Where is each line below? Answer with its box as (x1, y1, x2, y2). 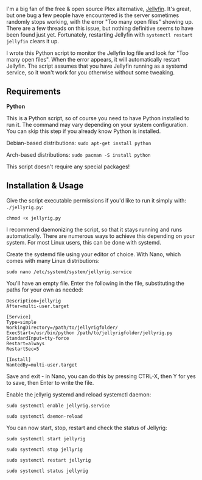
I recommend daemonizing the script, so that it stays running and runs (6, 226, 183, 233)
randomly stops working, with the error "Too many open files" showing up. (6, 18, 193, 25)
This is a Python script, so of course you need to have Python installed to (6, 114, 190, 121)
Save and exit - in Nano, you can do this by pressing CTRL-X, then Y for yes (6, 372, 196, 380)
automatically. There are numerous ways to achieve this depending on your (6, 232, 195, 240)
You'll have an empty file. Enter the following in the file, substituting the (6, 279, 184, 287)
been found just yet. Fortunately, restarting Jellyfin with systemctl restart (6, 31, 193, 38)
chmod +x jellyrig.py (6, 215, 61, 221)
